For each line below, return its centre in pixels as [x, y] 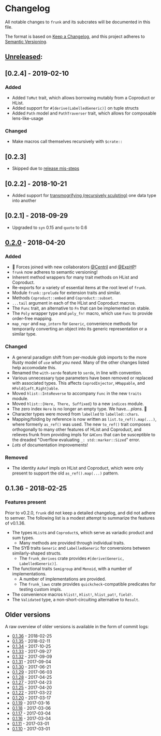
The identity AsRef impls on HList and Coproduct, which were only [78, 468]
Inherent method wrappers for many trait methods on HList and [75, 278]
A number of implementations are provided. [63, 579]
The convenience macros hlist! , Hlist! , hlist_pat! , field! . [72, 594]
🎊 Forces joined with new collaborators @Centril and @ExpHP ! [74, 267]
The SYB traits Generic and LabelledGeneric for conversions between [81, 548]
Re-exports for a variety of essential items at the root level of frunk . [79, 288]
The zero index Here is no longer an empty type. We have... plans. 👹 [80, 409]
